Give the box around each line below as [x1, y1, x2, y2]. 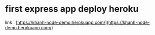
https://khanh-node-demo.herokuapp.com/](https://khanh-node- [17, 19, 150, 25]
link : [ [5, 19, 18, 25]
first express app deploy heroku [5, 3, 139, 15]
